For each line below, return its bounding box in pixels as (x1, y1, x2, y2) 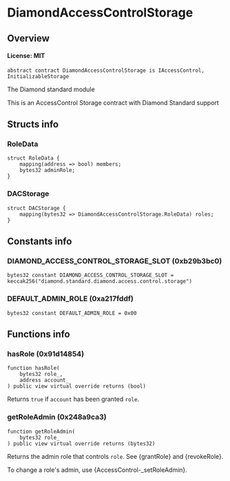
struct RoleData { (7, 155, 60, 162)
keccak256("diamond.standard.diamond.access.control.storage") (7, 278, 193, 285)
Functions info (7, 328, 70, 340)
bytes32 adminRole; (19, 167, 76, 174)
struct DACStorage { (7, 205, 67, 211)
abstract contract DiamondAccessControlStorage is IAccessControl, (7, 67, 205, 74)
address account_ (19, 377, 70, 384)
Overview (7, 32, 50, 44)
